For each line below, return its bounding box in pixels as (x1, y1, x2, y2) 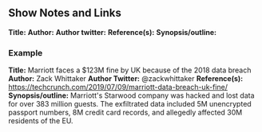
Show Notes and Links (8, 6, 121, 20)
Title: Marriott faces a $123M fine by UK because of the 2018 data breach (8, 65, 252, 75)
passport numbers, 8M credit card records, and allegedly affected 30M (8, 107, 243, 118)
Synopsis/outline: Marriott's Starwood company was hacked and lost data (8, 91, 255, 100)
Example (8, 47, 43, 58)
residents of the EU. (8, 116, 73, 126)
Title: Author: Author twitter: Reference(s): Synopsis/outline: (8, 27, 217, 37)
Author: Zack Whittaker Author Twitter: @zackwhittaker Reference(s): (8, 74, 244, 83)
